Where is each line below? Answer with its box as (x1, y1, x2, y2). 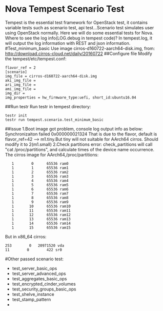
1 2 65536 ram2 (11, 170, 69, 175)
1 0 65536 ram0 (11, 161, 69, 166)
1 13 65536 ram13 (11, 216, 71, 221)
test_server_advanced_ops (12, 271, 66, 276)
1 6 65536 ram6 (11, 187, 69, 192)
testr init (5, 113, 27, 118)
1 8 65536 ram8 (11, 195, 69, 200)
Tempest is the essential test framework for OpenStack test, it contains (5, 19, 148, 25)
